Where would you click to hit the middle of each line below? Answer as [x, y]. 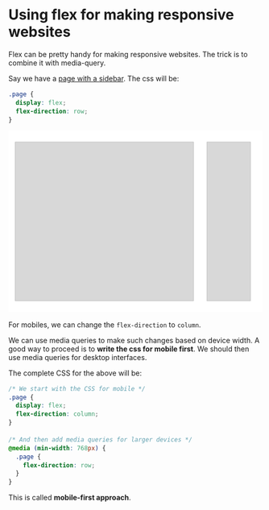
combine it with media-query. [57, 63]
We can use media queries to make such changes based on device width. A [134, 340]
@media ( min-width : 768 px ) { [57, 448]
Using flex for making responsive [121, 15]
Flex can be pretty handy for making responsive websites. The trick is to [128, 54]
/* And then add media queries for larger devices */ [101, 440]
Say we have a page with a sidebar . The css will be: [94, 78]
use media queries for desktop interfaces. [78, 357]
